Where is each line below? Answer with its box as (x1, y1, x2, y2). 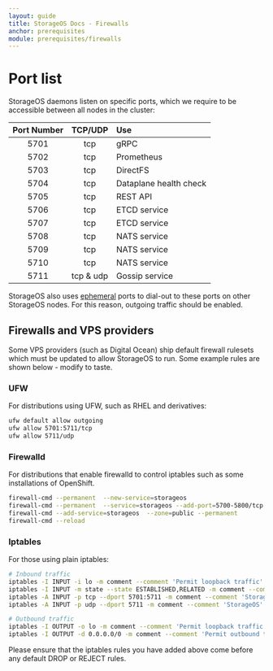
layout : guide (8, 11, 57, 20)
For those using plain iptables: (8, 555, 110, 564)
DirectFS (116, 164, 149, 176)
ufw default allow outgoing (8, 416, 104, 425)
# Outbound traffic (8, 615, 75, 623)
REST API (116, 191, 153, 203)
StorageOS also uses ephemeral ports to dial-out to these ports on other (8, 291, 251, 301)
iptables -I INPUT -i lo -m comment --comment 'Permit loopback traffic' (8, 577, 264, 586)
